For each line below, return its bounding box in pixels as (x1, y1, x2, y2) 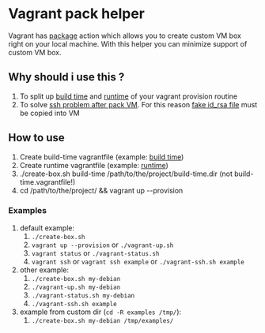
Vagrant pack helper (8, 5, 145, 23)
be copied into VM (19, 108, 81, 118)
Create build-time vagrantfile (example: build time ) (19, 152, 184, 162)
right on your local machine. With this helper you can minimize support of (8, 39, 248, 48)
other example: (19, 265, 70, 275)
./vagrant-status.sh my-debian (31, 291, 135, 300)
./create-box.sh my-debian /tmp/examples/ (31, 316, 174, 324)
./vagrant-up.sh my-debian (31, 283, 121, 291)
